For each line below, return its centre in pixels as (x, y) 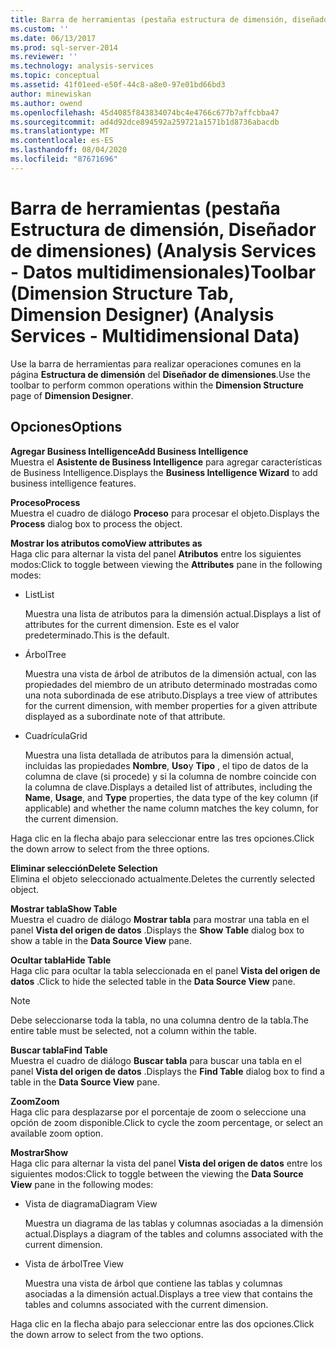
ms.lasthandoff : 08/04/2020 (69, 150)
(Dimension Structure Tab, (122, 293)
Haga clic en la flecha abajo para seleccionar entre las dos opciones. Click (162, 1323)
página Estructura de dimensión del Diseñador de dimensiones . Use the (160, 374)
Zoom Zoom (35, 1101)
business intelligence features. (73, 483)
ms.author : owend (46, 103)
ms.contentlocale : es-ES (62, 141)
